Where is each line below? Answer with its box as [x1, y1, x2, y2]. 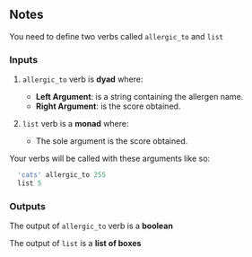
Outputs [9, 199, 47, 212]
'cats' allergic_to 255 [17, 171, 106, 180]
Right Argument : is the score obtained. [35, 101, 181, 111]
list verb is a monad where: [22, 119, 129, 129]
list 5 [17, 179, 42, 188]
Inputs [9, 53, 39, 66]
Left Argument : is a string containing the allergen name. [35, 92, 244, 102]
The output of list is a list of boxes [9, 238, 142, 249]
